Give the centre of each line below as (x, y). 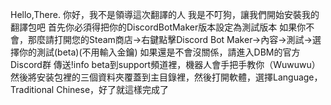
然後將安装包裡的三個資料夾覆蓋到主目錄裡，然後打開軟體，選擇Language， (166, 77)
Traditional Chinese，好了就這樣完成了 (90, 89)
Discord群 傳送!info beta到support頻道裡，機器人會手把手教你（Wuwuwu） (165, 64)
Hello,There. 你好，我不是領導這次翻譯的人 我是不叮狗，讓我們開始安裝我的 (165, 14)
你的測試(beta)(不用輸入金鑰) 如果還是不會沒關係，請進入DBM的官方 (159, 52)
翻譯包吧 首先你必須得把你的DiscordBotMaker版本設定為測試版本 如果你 (158, 27)
